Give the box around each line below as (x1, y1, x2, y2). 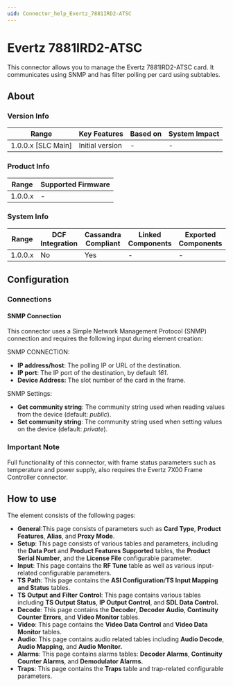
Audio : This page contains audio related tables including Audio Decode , (17, 635, 224, 643)
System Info (7, 212, 49, 222)
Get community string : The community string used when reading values (17, 403, 225, 411)
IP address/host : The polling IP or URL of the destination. (17, 361, 182, 369)
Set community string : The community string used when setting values (17, 417, 223, 426)
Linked (138, 229, 162, 239)
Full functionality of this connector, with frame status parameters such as (7, 458, 216, 467)
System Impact (169, 129, 220, 139)
